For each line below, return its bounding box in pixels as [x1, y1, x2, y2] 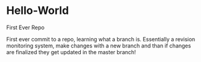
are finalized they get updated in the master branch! [6, 48, 137, 55]
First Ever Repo [6, 24, 45, 31]
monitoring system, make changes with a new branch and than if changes [6, 42, 191, 49]
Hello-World [6, 4, 69, 18]
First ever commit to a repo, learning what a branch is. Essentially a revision [6, 35, 196, 43]
